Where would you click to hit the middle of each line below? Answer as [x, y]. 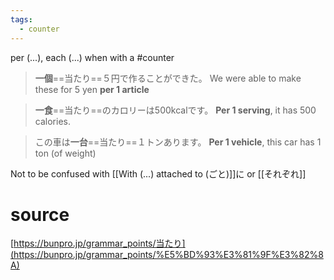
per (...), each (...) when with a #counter [92, 57]
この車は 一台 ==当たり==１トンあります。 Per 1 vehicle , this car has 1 [178, 142]
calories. [52, 121]
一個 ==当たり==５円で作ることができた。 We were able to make [168, 78]
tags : [21, 19]
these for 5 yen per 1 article [92, 89]
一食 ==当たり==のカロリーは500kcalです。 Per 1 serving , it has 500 [175, 110]
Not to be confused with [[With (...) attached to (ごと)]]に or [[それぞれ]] [158, 173]
